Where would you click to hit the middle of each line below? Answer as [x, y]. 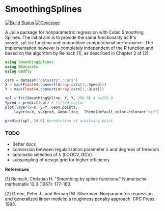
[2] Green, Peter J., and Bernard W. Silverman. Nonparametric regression [79, 193]
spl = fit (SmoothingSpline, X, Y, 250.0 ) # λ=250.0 [59, 98]
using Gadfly [18, 71]
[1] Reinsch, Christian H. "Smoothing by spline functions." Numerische [76, 179]
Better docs [24, 144]
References [17, 169]
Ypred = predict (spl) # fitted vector [45, 103]
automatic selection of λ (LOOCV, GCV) [52, 154]
